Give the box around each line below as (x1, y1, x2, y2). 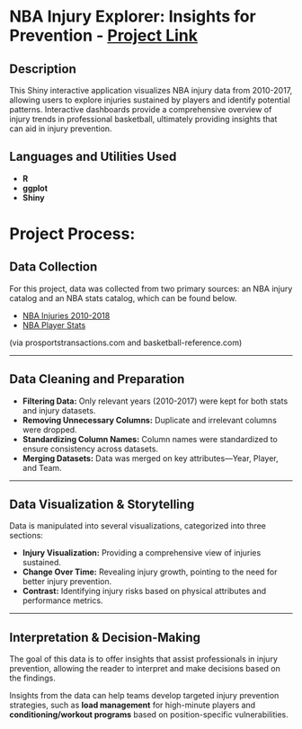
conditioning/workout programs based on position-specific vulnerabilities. (9, 709, 289, 720)
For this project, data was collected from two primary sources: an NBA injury (9, 283, 293, 294)
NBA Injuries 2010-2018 (22, 310, 111, 321)
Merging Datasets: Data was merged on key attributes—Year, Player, (22, 452, 279, 464)
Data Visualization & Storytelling (9, 497, 195, 512)
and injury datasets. (22, 405, 96, 415)
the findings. (9, 672, 57, 684)
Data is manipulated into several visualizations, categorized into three (9, 520, 267, 531)
